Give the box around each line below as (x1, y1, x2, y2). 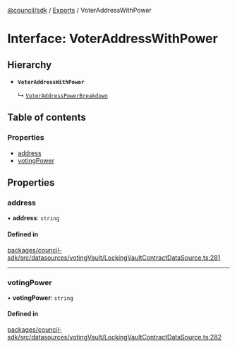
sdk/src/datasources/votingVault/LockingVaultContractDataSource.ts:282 (7, 333, 222, 342)
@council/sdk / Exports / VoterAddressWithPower (7, 6, 152, 14)
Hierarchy (7, 59, 52, 71)
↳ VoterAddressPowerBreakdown (17, 91, 108, 100)
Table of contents (7, 112, 86, 124)
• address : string (7, 214, 60, 222)
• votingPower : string (7, 293, 74, 302)
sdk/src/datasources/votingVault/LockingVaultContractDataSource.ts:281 (7, 253, 221, 262)
